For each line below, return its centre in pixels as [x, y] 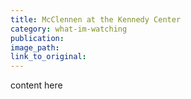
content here [36, 85]
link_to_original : [48, 57]
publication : [37, 38]
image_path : [35, 47]
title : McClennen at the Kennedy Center [96, 19]
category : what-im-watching [69, 29]
